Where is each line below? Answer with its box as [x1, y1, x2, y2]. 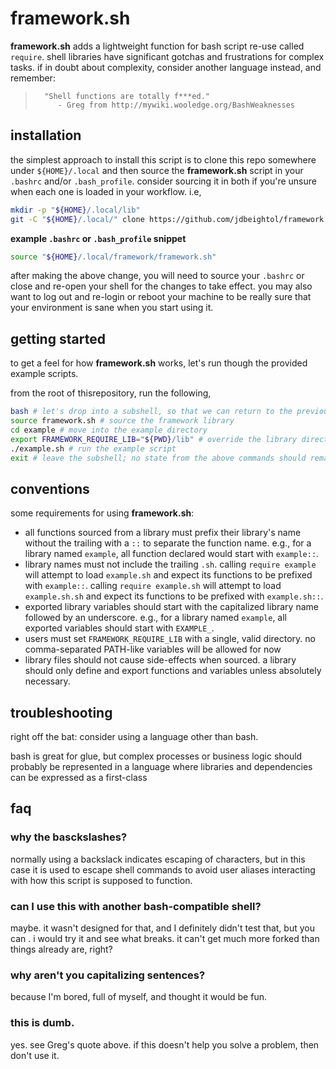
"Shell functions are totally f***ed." [44, 91, 210, 101]
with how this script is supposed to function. [10, 874, 193, 886]
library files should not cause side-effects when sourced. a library [24, 654, 297, 666]
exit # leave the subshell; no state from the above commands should [10, 453, 307, 463]
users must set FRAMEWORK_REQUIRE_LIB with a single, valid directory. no [24, 633, 316, 645]
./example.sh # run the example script [10, 443, 177, 454]
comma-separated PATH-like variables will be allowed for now [24, 643, 282, 656]
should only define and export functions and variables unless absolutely [24, 665, 322, 677]
